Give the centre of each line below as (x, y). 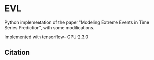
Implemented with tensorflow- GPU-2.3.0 (47, 37)
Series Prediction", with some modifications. (50, 27)
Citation (17, 52)
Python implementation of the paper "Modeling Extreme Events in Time (77, 22)
